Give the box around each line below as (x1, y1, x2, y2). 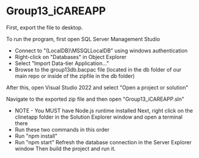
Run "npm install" (14, 132, 58, 140)
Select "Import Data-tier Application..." (14, 60, 109, 67)
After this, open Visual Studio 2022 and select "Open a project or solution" (6, 83, 189, 91)
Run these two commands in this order (14, 126, 110, 133)
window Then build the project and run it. (14, 145, 116, 152)
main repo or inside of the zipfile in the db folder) (14, 72, 135, 79)
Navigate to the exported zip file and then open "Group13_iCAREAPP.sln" (6, 95, 185, 103)
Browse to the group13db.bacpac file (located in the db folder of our (14, 66, 182, 73)
